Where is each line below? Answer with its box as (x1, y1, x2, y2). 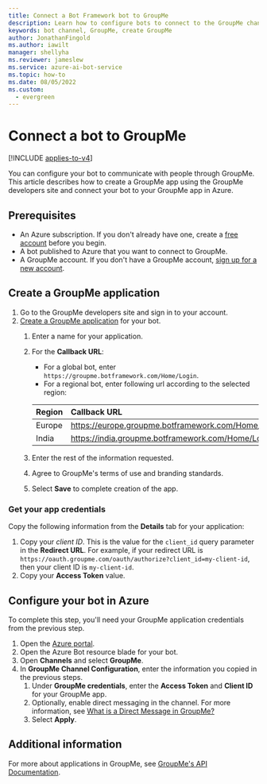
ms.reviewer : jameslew (8, 56, 83, 64)
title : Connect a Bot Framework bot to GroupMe (8, 11, 169, 20)
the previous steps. (19, 672, 83, 682)
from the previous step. (8, 623, 85, 632)
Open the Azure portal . (19, 639, 95, 648)
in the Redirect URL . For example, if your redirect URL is (19, 546, 203, 555)
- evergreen (15, 93, 56, 101)
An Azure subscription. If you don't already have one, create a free (19, 230, 238, 239)
